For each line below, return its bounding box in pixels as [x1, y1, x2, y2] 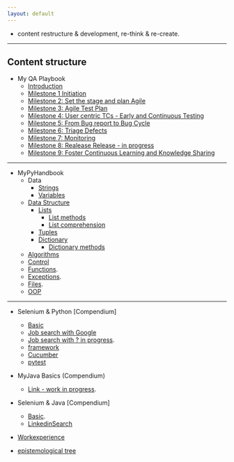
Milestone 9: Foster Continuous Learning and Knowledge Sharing [27, 149, 215, 157]
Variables [38, 191, 65, 200]
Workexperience [17, 433, 65, 442]
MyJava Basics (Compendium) [17, 371, 106, 380]
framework [27, 343, 59, 352]
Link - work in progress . [27, 385, 97, 394]
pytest [27, 358, 47, 366]
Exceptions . [27, 273, 62, 281]
